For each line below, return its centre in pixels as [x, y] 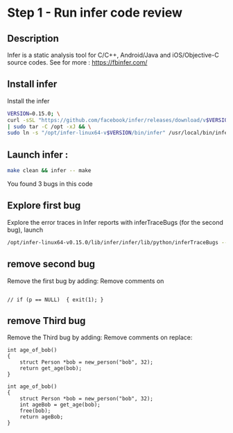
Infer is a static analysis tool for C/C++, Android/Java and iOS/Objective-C [113, 55]
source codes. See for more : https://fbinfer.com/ [77, 62]
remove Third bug [46, 321]
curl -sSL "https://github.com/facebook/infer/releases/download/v [107, 120]
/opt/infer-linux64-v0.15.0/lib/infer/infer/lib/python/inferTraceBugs [113, 242]
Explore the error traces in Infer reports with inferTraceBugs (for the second [115, 222]
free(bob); [35, 411]
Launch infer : [38, 154]
